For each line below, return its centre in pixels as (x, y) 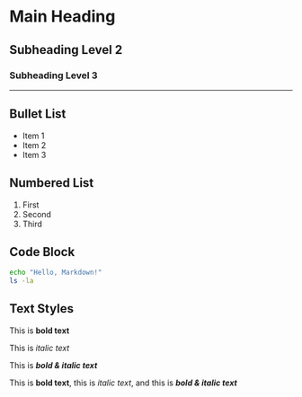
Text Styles (42, 309)
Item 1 (33, 136)
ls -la (22, 281)
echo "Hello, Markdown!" (56, 273)
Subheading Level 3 (53, 75)
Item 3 (34, 154)
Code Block (42, 252)
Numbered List (52, 183)
